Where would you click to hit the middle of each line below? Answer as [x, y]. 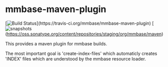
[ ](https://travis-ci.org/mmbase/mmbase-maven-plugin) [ [80, 23]
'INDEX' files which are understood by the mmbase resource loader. [76, 58]
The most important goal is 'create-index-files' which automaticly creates [81, 53]
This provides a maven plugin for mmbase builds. [56, 43]
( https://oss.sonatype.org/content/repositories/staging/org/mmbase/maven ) [84, 34]
